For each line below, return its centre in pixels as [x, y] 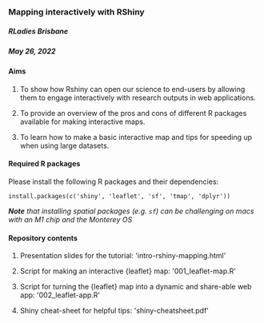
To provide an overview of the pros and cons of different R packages [133, 113]
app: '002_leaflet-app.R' [60, 295]
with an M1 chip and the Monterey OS [70, 220]
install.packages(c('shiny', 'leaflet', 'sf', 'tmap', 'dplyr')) [119, 197]
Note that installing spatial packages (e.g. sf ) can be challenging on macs [131, 211]
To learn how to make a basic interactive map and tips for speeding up [136, 137]
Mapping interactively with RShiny [77, 12]
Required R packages [44, 164]
